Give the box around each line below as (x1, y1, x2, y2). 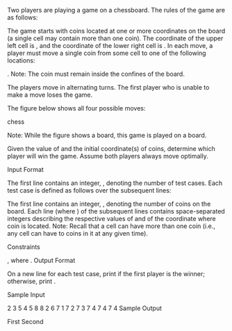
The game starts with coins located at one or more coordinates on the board (7, 27, 226, 35)
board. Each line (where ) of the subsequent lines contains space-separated (7, 207, 226, 215)
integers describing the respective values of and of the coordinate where (7, 215, 217, 223)
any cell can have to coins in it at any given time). (7, 229, 148, 237)
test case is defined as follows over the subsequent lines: (7, 186, 172, 194)
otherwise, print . (7, 277, 56, 285)
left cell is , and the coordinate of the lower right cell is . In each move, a (7, 42, 213, 49)
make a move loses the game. (7, 90, 92, 99)
